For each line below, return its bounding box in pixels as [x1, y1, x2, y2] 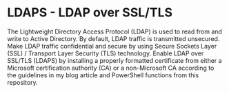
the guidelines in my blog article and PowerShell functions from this [7, 70, 199, 79]
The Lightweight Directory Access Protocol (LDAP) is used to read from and [7, 27, 223, 36]
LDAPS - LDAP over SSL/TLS [7, 5, 173, 21]
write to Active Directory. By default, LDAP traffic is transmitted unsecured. [7, 34, 220, 42]
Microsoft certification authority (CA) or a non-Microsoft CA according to [7, 64, 215, 72]
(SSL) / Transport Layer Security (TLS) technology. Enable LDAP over [7, 49, 204, 57]
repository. [7, 78, 38, 86]
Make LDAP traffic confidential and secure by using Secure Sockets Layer [7, 42, 217, 50]
